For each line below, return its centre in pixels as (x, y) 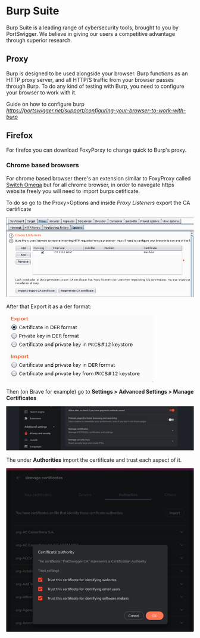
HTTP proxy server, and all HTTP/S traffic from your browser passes (90, 79)
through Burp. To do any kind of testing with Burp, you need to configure (95, 86)
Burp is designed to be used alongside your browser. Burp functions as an (97, 73)
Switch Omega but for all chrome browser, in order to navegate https (90, 185)
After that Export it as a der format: (49, 306)
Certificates (21, 398)
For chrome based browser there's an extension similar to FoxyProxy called (99, 178)
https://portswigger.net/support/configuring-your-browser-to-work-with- (96, 110)
